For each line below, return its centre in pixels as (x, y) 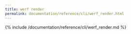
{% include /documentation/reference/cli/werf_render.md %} (66, 27)
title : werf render (25, 9)
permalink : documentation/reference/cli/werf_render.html (65, 14)
